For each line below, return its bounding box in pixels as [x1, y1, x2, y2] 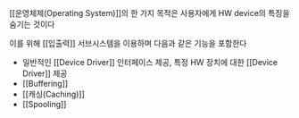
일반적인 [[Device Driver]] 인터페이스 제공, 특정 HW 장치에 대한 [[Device [21, 57, 278, 67]
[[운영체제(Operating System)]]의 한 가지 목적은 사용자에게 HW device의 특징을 [9, 8, 290, 18]
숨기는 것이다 [9, 19, 55, 29]
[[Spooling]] [21, 99, 67, 109]
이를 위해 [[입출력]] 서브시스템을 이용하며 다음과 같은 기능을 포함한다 [9, 38, 247, 48]
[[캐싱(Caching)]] [21, 88, 85, 99]
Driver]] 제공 [21, 68, 68, 79]
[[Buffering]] [21, 79, 69, 88]
